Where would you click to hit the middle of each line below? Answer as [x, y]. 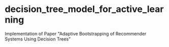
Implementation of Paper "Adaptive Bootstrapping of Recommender [76, 33]
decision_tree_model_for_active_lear [84, 9]
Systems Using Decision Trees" [38, 39]
